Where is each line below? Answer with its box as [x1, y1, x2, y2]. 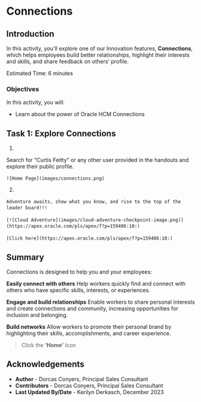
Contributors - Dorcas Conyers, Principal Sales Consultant [15, 382, 163, 389]
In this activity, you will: [6, 99, 65, 106]
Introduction [6, 29, 55, 39]
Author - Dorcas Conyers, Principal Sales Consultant [15, 375, 148, 382]
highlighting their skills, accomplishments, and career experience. [6, 329, 172, 337]
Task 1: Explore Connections [6, 128, 116, 139]
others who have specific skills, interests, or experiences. [6, 286, 150, 294]
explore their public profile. [6, 163, 74, 170]
